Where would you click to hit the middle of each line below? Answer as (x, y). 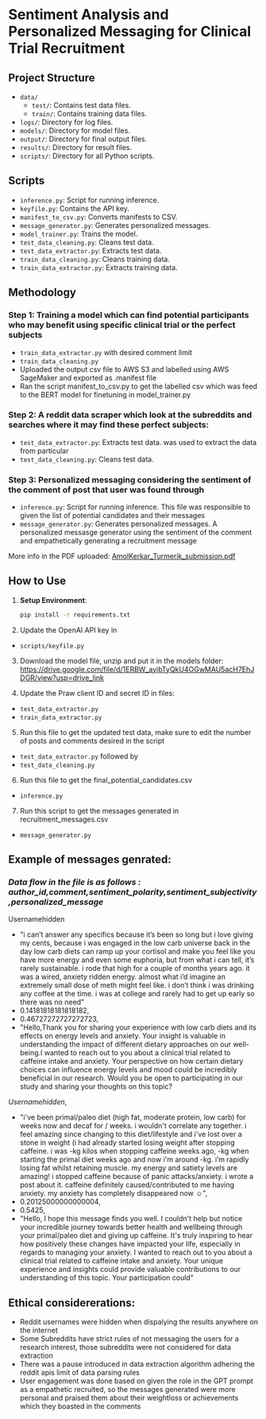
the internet (39, 1330)
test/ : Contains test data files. (81, 105)
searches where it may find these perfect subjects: (108, 425)
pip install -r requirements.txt (75, 615)
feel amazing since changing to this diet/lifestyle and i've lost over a (131, 1135)
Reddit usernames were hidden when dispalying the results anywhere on (139, 1322)
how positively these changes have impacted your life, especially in (130, 1244)
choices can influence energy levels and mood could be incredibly (128, 1069)
